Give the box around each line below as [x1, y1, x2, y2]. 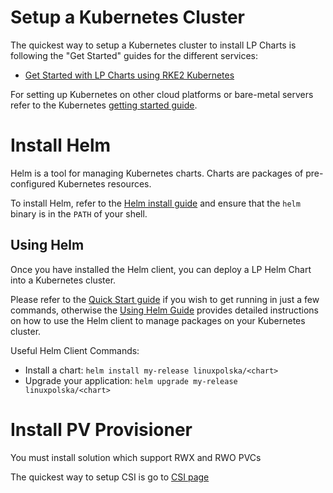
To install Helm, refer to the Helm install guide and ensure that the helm [10, 197, 301, 209]
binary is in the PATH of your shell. [10, 207, 148, 220]
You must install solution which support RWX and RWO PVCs [10, 451, 262, 463]
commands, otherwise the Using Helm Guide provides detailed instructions [10, 304, 319, 316]
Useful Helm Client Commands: [10, 344, 140, 356]
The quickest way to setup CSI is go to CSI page [10, 471, 210, 483]
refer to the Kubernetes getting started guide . [10, 99, 198, 111]
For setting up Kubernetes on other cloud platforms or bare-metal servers [10, 88, 314, 100]
